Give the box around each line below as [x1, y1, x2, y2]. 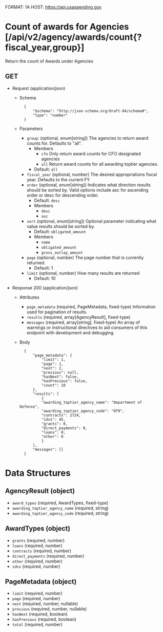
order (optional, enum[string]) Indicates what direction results [26, 182, 151, 188]
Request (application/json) [12, 85, 65, 91]
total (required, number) [12, 622, 62, 628]
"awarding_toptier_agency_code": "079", [41, 408, 125, 414]
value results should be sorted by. [26, 223, 95, 229]
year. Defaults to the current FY [26, 176, 90, 182]
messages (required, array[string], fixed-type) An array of [26, 319, 140, 325]
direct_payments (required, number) [12, 553, 84, 559]
